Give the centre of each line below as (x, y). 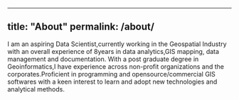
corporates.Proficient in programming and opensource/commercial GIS (111, 74)
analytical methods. (36, 89)
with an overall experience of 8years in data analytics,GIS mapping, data (113, 51)
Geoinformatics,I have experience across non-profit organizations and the (116, 66)
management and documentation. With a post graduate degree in (103, 59)
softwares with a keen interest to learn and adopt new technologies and (112, 82)
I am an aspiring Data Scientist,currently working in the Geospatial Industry (117, 44)
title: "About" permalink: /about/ (81, 27)
